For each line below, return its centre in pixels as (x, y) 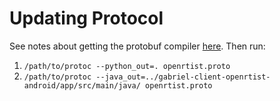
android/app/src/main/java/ (82, 85)
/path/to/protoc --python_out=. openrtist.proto (127, 66)
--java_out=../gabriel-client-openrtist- (183, 77)
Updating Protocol (86, 18)
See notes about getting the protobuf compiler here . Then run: (137, 46)
